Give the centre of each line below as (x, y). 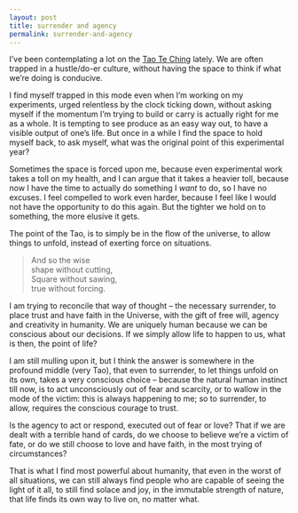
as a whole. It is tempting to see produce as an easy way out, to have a (139, 124)
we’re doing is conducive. (56, 78)
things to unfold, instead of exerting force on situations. (110, 243)
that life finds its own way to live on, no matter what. (104, 500)
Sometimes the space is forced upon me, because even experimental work (146, 169)
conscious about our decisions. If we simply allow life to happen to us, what (147, 334)
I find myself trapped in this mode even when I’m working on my (126, 95)
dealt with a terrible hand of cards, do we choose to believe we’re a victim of (149, 435)
